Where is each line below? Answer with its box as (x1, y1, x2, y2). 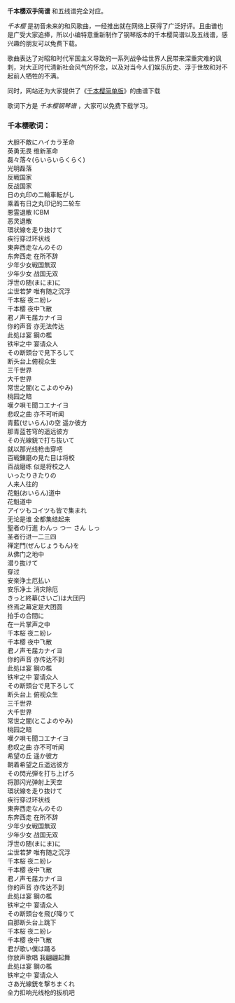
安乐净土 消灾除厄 (7, 585, 58, 593)
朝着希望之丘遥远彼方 (7, 760, 69, 769)
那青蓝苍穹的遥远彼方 (7, 427, 69, 436)
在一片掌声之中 (7, 620, 50, 628)
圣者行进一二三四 (7, 532, 57, 541)
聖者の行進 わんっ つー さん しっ (7, 524, 100, 532)
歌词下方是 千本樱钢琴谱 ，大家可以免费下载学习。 (7, 102, 152, 109)
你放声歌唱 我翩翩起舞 (7, 953, 71, 962)
